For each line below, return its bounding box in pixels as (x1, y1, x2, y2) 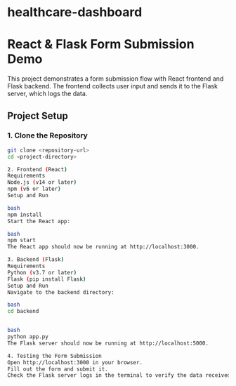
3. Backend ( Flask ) (7, 256, 65, 263)
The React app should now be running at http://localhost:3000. (7, 244, 199, 251)
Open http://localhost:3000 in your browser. (7, 359, 143, 366)
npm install (7, 211, 42, 218)
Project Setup (7, 109, 69, 121)
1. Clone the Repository (7, 131, 88, 140)
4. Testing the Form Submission (7, 352, 102, 359)
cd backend (7, 308, 39, 315)
